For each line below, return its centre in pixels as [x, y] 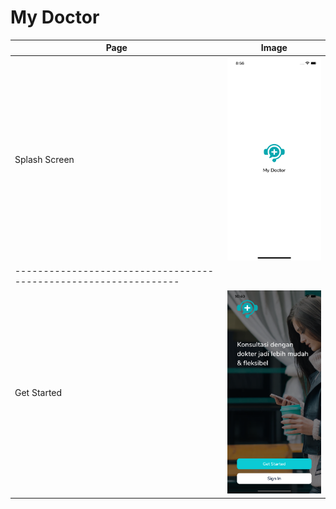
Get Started [38, 393]
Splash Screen [44, 160]
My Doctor [55, 17]
